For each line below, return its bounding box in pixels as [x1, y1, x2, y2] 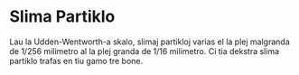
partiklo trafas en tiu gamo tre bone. [9, 55, 144, 66]
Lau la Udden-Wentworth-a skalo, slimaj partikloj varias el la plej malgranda [9, 36, 291, 47]
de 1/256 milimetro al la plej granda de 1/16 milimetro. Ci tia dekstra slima [9, 45, 280, 56]
